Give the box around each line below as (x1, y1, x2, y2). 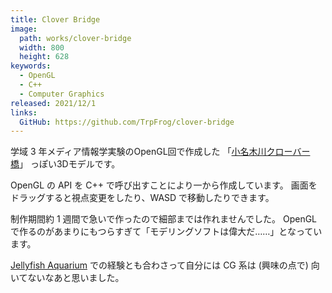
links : (10, 107, 38, 118)
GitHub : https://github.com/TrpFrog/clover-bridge (19, 117, 235, 127)
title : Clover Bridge (10, 14, 101, 25)
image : (10, 24, 38, 34)
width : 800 (19, 42, 65, 53)
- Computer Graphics (19, 89, 105, 99)
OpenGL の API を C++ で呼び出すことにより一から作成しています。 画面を (10, 179, 318, 191)
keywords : (10, 61, 52, 71)
